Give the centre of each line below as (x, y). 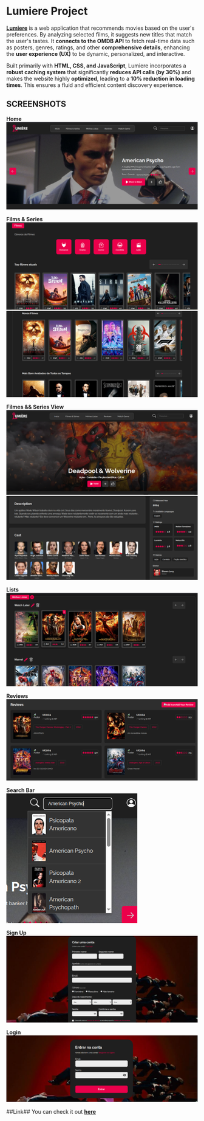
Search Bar (21, 790)
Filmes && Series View (35, 407)
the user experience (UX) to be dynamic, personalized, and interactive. (96, 53)
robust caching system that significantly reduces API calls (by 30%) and (99, 72)
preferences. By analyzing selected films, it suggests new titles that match (99, 34)
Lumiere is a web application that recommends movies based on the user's (100, 28)
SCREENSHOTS (36, 104)
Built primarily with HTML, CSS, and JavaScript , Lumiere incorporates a (96, 66)
